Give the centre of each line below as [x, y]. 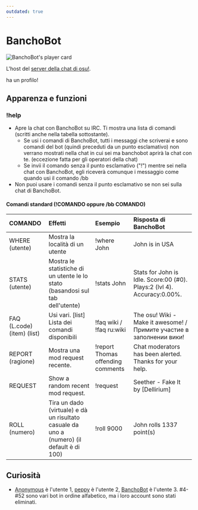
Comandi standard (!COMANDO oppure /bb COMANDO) [76, 204]
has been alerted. [157, 354]
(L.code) [21, 326]
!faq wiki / [109, 323]
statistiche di [66, 269]
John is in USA [154, 244]
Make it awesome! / [160, 323]
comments [110, 369]
